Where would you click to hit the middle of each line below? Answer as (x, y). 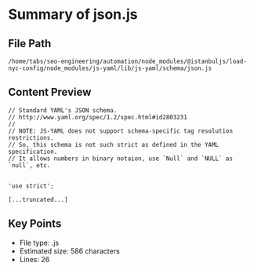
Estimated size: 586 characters (69, 251)
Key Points (35, 224)
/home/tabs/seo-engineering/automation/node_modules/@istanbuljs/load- (127, 61)
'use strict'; (31, 186)
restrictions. (31, 138)
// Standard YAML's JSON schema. (63, 110)
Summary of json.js (73, 15)
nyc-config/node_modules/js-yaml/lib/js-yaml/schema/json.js (110, 68)
